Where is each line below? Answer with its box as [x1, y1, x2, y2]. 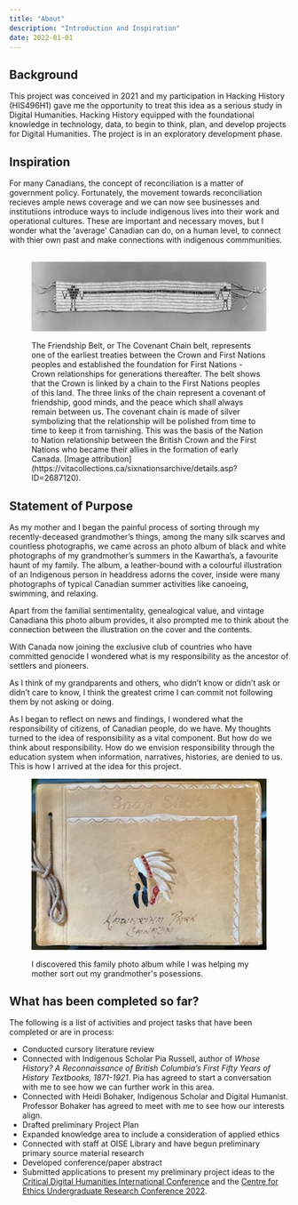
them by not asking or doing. [9, 696, 114, 707]
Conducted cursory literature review [21, 1044, 155, 1055]
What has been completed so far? [9, 993, 200, 1008]
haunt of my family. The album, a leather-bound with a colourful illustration [9, 560, 282, 571]
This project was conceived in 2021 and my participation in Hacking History [9, 91, 286, 101]
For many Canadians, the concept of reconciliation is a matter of [9, 178, 244, 189]
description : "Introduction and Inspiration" [9, 23, 180, 33]
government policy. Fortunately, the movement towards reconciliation [9, 188, 263, 197]
